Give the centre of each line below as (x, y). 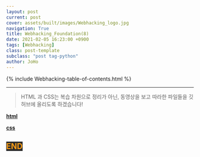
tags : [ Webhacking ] (30, 45)
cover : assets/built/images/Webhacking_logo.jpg (68, 23)
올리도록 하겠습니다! (60, 104)
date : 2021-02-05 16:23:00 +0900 (48, 39)
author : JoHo (22, 61)
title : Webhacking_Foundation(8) (48, 34)
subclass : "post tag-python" (42, 56)
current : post (24, 17)
